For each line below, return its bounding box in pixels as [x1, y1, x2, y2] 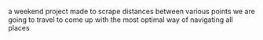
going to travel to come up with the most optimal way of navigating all [8, 15, 233, 24]
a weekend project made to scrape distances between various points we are [8, 7, 255, 16]
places [8, 24, 30, 32]
